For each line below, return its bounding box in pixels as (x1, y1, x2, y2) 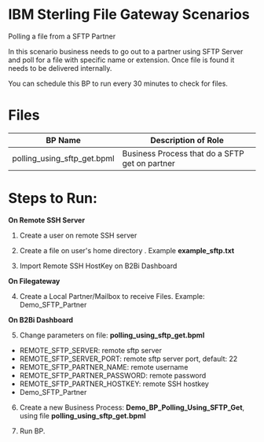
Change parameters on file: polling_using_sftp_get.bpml (19, 330, 205, 340)
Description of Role (150, 134, 224, 145)
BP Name (46, 134, 81, 145)
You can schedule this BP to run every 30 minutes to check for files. (8, 79, 228, 88)
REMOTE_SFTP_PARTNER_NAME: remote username (19, 362, 189, 371)
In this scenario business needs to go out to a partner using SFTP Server (8, 46, 244, 56)
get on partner (122, 157, 175, 168)
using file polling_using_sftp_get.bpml (19, 411, 146, 420)
